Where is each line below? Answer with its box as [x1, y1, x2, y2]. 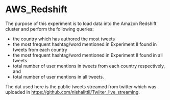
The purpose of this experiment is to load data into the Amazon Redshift [5, 20, 157, 27]
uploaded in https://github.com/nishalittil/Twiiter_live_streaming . [5, 89, 140, 95]
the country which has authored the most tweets [12, 36, 115, 42]
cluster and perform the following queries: [5, 26, 94, 32]
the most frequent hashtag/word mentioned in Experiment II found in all [12, 52, 163, 58]
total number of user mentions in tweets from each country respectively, [12, 63, 165, 69]
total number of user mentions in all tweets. [12, 73, 104, 80]
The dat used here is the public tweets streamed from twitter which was [5, 83, 157, 90]
